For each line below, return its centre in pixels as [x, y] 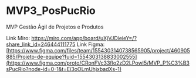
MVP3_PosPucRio [51, 11]
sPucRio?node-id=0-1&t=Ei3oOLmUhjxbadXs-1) [64, 69]
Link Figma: [91, 44]
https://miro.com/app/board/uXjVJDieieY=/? [84, 38]
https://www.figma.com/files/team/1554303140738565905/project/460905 [99, 50]
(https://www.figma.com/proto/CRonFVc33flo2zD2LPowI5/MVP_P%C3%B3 [98, 63]
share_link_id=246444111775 [41, 44]
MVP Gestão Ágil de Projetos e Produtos [55, 27]
